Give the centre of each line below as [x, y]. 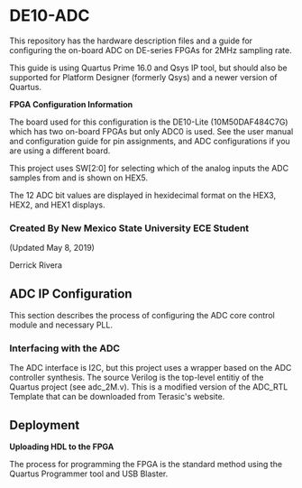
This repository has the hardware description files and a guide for [131, 41]
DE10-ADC [50, 16]
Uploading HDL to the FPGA [62, 447]
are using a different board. [60, 151]
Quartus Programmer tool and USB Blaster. [89, 474]
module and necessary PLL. [61, 325]
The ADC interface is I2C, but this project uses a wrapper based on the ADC [151, 368]
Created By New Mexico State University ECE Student [129, 228]
